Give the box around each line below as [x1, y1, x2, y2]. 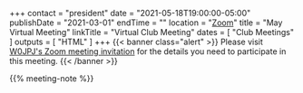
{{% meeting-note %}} [9, 73, 94, 84]
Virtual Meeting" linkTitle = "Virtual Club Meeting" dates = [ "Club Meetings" [9, 27, 295, 37]
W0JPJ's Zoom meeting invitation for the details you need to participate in [9, 46, 287, 57]
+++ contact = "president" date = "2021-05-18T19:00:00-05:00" [9, 8, 251, 18]
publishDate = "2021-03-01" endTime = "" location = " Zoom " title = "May [9, 17, 283, 28]
